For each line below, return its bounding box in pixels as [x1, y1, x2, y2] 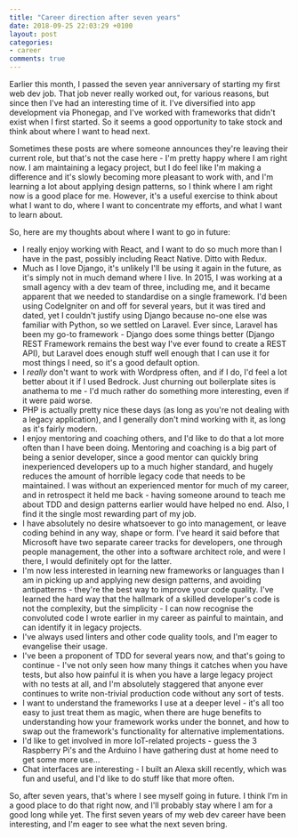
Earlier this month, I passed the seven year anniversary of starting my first [9, 79, 280, 89]
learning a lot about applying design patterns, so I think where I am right [9, 181, 273, 191]
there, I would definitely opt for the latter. [21, 556, 172, 566]
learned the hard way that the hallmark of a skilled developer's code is [21, 593, 280, 604]
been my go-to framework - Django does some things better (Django [21, 329, 275, 339]
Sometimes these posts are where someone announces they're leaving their [9, 143, 289, 154]
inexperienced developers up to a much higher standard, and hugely [21, 462, 274, 471]
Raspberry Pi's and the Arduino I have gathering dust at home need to [21, 745, 278, 755]
